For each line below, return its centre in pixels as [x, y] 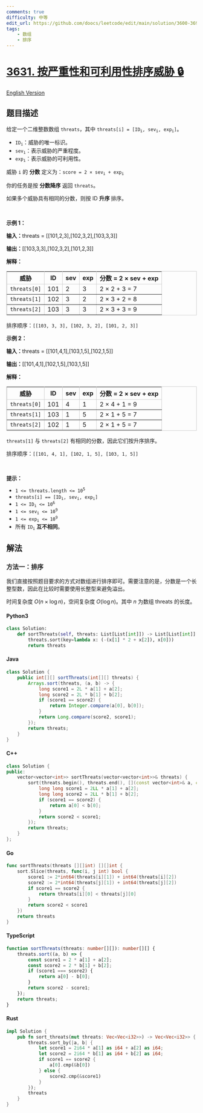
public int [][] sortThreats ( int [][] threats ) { [78, 678]
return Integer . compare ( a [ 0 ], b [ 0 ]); [97, 706]
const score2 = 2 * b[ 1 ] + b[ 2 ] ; [70, 965]
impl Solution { [27, 1031]
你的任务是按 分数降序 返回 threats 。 [52, 185]
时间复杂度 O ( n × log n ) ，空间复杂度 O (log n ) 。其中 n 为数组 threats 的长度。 [101, 602]
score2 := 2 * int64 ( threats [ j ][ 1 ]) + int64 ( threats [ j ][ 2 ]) [102, 882]
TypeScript [21, 936]
